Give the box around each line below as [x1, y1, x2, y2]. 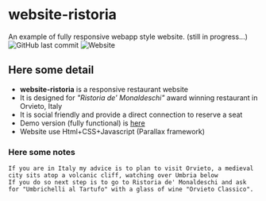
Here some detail [8, 64, 94, 77]
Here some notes [8, 146, 75, 157]
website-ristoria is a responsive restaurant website [19, 84, 189, 94]
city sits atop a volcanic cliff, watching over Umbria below [8, 172, 218, 180]
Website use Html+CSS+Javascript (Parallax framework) [19, 126, 205, 136]
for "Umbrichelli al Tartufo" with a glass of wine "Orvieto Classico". [8, 185, 254, 194]
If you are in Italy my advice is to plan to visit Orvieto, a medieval [8, 164, 254, 172]
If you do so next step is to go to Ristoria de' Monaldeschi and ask [8, 179, 247, 187]
